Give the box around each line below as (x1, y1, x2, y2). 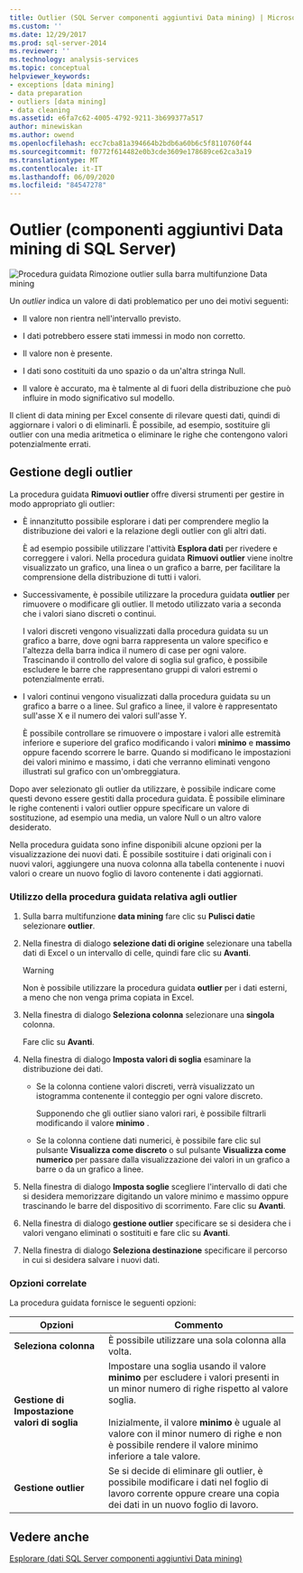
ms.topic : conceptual (9, 64, 91, 73)
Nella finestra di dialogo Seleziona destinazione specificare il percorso (22, 1245, 288, 1256)
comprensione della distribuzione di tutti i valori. (22, 572, 201, 582)
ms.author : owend (9, 131, 75, 140)
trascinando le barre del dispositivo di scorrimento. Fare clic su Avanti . (22, 1201, 286, 1212)
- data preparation (9, 88, 83, 97)
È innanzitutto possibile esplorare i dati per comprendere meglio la (22, 516, 269, 526)
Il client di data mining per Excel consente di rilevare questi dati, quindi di (9, 410, 280, 421)
